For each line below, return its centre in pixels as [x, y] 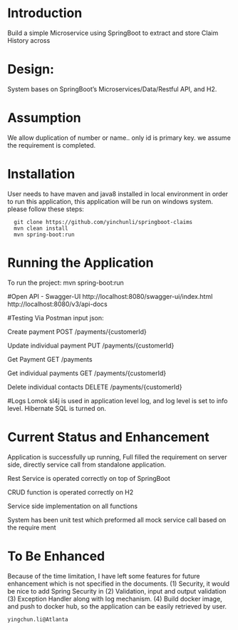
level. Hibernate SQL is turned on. [57, 408]
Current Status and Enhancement [109, 437]
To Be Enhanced [56, 556]
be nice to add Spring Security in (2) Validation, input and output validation [117, 591]
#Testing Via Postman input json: [56, 317]
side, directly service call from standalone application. [87, 464]
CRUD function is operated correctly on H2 [71, 492]
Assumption [45, 118]
